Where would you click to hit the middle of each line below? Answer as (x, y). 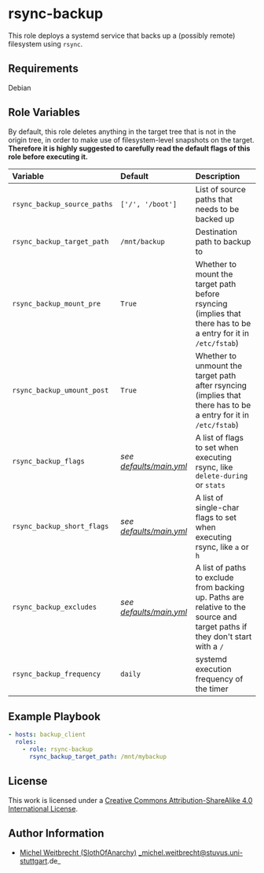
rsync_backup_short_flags (60, 526)
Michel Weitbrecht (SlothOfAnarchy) (78, 853)
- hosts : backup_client (47, 735)
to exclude (214, 578)
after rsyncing (221, 385)
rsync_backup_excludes (54, 607)
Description (218, 176)
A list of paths (221, 567)
